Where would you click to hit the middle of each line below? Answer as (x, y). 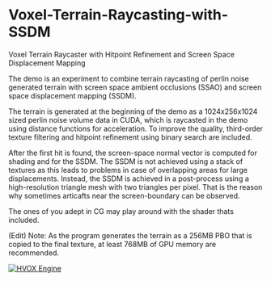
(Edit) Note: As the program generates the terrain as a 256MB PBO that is (130, 235)
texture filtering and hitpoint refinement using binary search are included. (130, 137)
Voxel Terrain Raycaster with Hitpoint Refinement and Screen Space (121, 54)
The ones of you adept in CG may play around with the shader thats (121, 211)
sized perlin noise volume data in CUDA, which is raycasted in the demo (128, 120)
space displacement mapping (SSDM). (73, 95)
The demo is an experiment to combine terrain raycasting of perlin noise (129, 78)
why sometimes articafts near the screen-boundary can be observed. (124, 195)
